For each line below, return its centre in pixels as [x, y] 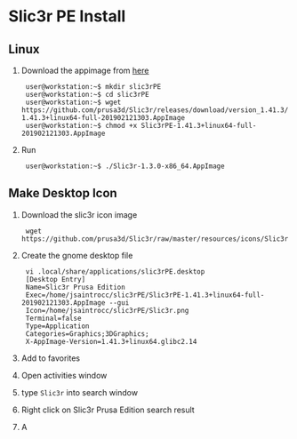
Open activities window [64, 375]
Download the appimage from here [85, 70]
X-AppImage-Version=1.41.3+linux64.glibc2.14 [111, 341]
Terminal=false [53, 318]
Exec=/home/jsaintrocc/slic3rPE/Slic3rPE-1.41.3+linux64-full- [145, 295]
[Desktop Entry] [56, 279]
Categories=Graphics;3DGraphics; [87, 334]
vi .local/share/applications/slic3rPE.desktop [115, 271]
